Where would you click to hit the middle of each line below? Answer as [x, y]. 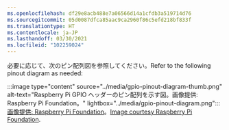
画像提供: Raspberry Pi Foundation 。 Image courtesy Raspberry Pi [100, 112]
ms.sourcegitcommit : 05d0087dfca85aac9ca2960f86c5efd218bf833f [99, 20]
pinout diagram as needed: [45, 73]
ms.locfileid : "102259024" [46, 45]
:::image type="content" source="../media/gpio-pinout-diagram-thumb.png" [115, 87]
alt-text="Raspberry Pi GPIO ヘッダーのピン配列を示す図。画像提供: [103, 94]
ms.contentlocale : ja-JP [43, 32]
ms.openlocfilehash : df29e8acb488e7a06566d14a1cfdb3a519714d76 [99, 13]
